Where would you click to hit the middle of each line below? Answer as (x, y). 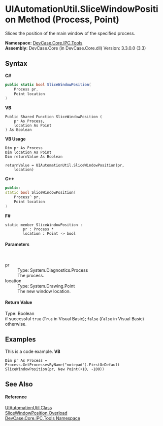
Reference (16, 397)
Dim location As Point (28, 152)
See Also (19, 384)
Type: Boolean (20, 314)
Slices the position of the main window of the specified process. (70, 33)
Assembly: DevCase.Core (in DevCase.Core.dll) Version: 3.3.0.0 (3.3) (76, 48)
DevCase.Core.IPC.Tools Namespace (43, 418)
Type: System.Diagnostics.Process (53, 270)
